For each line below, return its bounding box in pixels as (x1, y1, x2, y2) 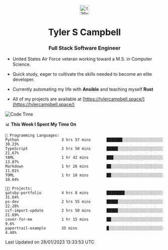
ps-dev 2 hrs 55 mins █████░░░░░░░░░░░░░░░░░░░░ (5, 199, 163, 205)
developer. (12, 76, 35, 83)
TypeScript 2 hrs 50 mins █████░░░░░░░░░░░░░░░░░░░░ (5, 146, 163, 152)
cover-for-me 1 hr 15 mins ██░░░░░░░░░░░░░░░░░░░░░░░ (5, 217, 163, 222)
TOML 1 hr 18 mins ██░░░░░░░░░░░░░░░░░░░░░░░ (5, 173, 163, 178)
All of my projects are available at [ (12, 96, 85, 102)
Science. (12, 61, 31, 68)
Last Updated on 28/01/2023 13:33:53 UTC (5, 239, 95, 245)
